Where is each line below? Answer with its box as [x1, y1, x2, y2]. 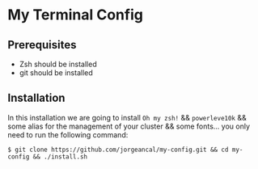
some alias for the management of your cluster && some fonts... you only [7, 121, 251, 131]
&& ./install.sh [32, 152, 88, 161]
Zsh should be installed [19, 59, 98, 69]
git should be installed [19, 68, 94, 78]
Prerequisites [7, 38, 77, 52]
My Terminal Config [7, 6, 143, 24]
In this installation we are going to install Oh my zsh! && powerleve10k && [7, 112, 247, 122]
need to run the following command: [7, 129, 129, 139]
